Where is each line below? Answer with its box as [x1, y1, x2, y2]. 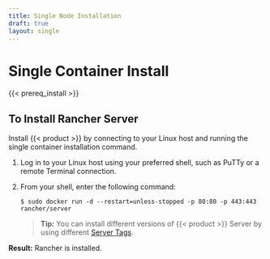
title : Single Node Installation [8, 11, 122, 20]
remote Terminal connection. [19, 167, 117, 176]
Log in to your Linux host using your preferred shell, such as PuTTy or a [19, 158, 259, 168]
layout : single [8, 27, 60, 35]
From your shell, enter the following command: [19, 182, 176, 192]
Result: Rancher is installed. [8, 244, 103, 253]
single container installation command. [8, 142, 138, 152]
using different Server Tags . [40, 227, 134, 237]
